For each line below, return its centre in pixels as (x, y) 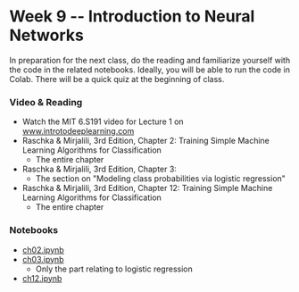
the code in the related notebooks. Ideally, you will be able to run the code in (149, 70)
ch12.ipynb (42, 278)
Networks (47, 35)
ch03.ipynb (43, 259)
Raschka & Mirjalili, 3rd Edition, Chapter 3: (99, 169)
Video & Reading (46, 102)
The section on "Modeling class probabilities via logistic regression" (160, 179)
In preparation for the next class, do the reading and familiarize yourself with (150, 60)
